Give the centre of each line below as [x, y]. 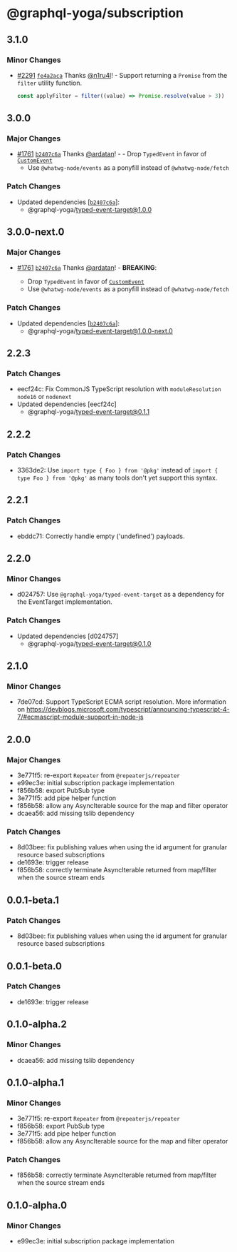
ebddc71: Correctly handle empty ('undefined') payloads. [101, 536]
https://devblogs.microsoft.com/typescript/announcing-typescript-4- [128, 710]
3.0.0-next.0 [36, 232]
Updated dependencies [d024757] [68, 636]
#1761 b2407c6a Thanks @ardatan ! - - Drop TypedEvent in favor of [112, 154]
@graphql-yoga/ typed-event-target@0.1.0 [89, 643]
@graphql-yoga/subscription [95, 13]
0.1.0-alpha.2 [37, 1025]
